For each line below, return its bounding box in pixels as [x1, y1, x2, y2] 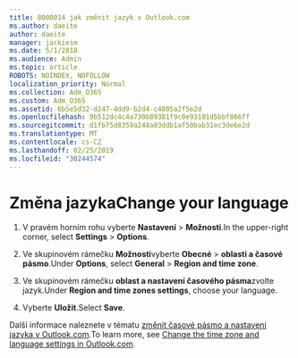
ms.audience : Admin [9, 54, 82, 63]
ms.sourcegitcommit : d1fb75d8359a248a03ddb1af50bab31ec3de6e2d [9, 121, 251, 130]
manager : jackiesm [9, 37, 78, 47]
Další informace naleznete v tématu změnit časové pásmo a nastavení [9, 320, 267, 330]
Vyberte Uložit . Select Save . [21, 303, 125, 313]
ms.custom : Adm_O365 [9, 96, 87, 105]
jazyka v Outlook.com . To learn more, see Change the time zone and [9, 329, 260, 340]
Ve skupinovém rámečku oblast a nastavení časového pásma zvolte [21, 276, 275, 287]
